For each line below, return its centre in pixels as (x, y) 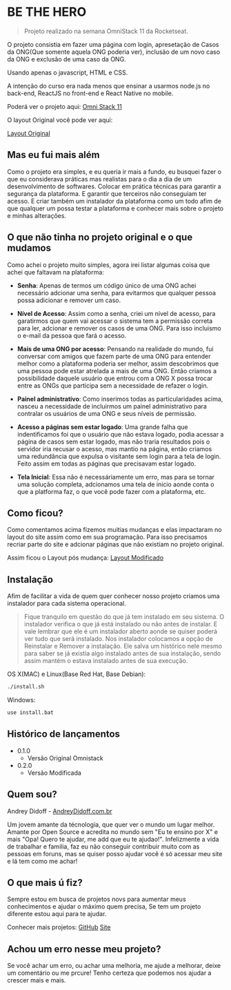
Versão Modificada (54, 773)
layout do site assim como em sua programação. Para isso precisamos (108, 537)
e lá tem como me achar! (42, 861)
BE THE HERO (47, 12)
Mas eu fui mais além (53, 155)
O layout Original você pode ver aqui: (60, 120)
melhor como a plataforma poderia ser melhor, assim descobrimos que (118, 364)
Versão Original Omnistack (65, 758)
